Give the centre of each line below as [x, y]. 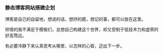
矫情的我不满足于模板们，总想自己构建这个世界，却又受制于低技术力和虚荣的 [82, 30]
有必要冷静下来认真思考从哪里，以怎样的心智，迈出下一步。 [65, 46]
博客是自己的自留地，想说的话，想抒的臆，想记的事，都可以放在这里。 [75, 19]
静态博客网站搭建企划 [30, 7]
